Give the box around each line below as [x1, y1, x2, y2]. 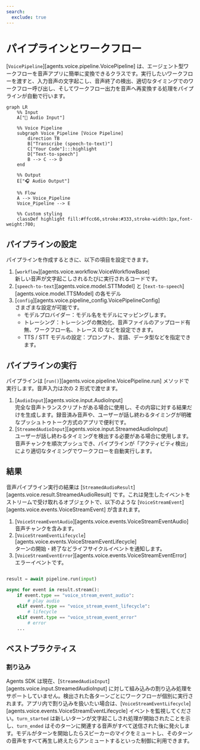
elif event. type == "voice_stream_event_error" [17, 615, 137, 621]
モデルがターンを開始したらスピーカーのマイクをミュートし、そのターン [15, 730, 193, 737]
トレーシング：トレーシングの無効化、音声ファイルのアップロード [23, 319, 186, 326]
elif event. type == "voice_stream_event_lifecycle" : [17, 603, 151, 609]
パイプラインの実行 [6, 360, 77, 371]
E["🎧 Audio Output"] [17, 178, 70, 184]
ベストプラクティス [6, 644, 77, 654]
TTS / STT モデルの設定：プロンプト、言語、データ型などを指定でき [23, 334, 191, 341]
